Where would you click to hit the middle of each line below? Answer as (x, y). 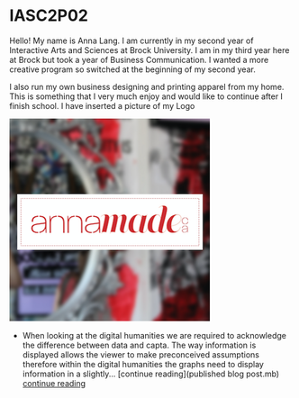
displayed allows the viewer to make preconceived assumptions (140, 354)
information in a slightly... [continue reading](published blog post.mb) (151, 374)
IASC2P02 (49, 16)
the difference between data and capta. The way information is (139, 345)
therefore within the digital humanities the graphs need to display (143, 364)
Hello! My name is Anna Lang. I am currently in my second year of (131, 41)
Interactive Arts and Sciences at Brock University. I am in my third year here (149, 50)
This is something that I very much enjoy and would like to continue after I (146, 96)
